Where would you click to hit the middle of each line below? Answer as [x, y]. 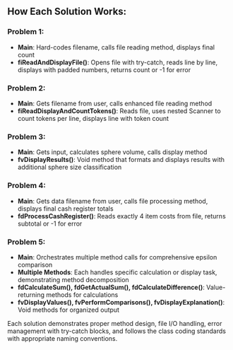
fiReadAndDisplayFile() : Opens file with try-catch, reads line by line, [117, 62]
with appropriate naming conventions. [62, 338]
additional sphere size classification [70, 167]
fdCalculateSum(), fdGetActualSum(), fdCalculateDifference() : [111, 287]
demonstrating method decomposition [73, 279]
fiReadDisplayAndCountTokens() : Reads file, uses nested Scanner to [119, 111]
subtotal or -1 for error [50, 223]
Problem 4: [26, 185]
